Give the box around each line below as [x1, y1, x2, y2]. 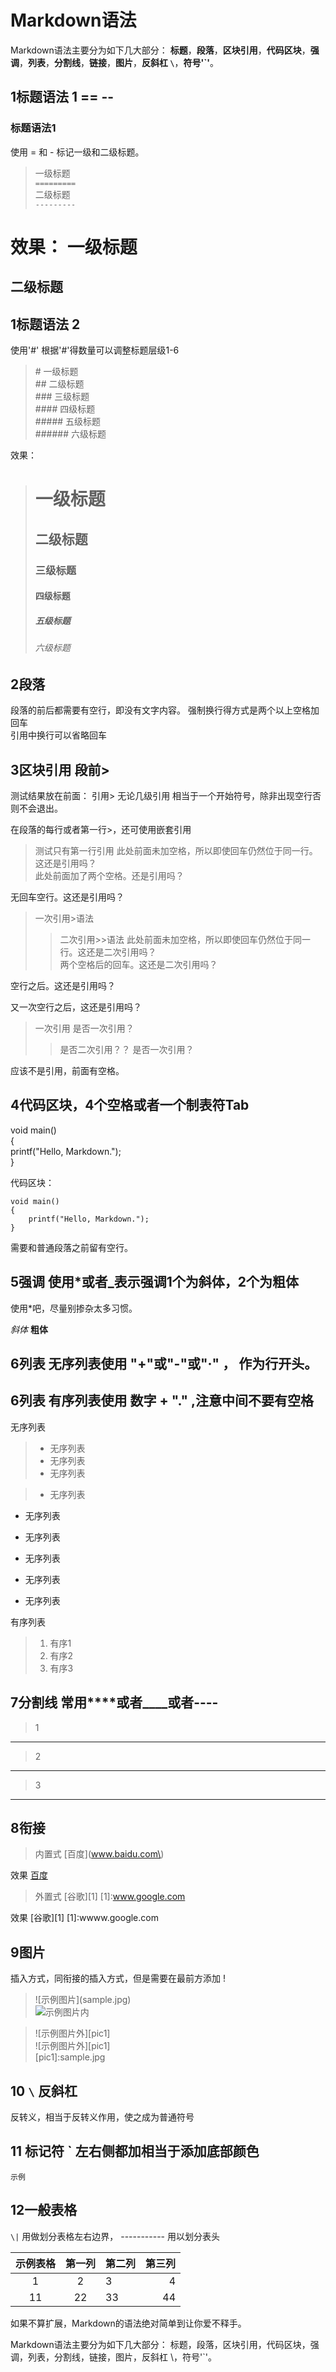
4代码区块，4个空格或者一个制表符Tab [10, 1097, 250, 1114]
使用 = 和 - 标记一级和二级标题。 [10, 146, 145, 158]
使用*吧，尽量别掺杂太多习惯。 [10, 1302, 138, 1314]
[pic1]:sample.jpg [34, 2051, 106, 2063]
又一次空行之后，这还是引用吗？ [10, 1001, 142, 1013]
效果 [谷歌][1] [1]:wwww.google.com [10, 1912, 159, 1924]
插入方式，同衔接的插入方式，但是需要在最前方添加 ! [10, 1972, 226, 1985]
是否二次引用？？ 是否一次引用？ [59, 1043, 195, 1055]
